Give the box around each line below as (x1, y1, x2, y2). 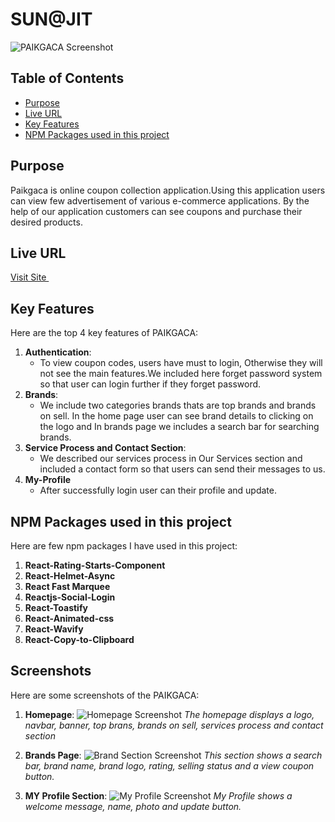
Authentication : (24, 346, 92, 358)
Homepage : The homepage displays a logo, (24, 708, 315, 720)
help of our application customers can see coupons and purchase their (10, 205, 303, 217)
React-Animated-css (24, 613, 115, 624)
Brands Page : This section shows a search (24, 749, 323, 761)
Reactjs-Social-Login (24, 591, 116, 603)
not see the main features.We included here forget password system (39, 368, 323, 380)
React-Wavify (24, 623, 84, 635)
